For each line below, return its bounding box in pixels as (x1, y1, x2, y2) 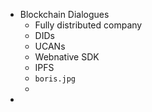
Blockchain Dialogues (19, 9, 110, 20)
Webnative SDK (34, 51, 100, 63)
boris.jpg (34, 74, 77, 84)
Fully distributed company (34, 19, 143, 31)
